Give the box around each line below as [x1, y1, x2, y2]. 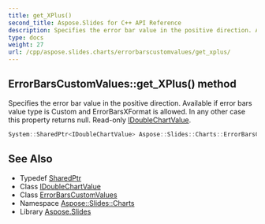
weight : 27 [8, 41, 44, 49]
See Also [8, 152, 53, 166]
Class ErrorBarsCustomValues [19, 190, 118, 200]
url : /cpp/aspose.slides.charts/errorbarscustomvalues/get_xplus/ [8, 48, 231, 56]
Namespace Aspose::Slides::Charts [19, 198, 135, 207]
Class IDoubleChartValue [19, 181, 101, 191]
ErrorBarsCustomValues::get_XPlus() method [8, 77, 237, 91]
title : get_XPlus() [8, 11, 73, 20]
